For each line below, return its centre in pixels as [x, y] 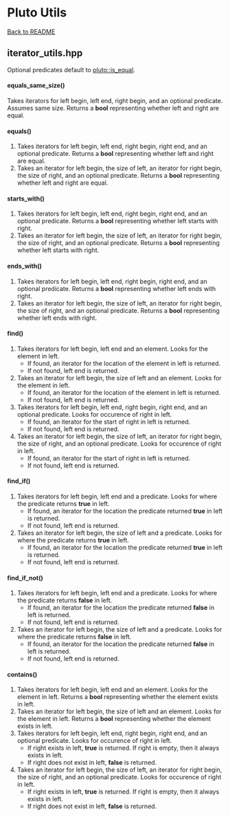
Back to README [31, 32]
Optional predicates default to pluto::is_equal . [71, 69]
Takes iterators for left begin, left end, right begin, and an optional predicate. [115, 100]
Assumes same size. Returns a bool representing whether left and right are [113, 108]
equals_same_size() [36, 85]
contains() [22, 674]
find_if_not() [25, 577]
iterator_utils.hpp [45, 53]
